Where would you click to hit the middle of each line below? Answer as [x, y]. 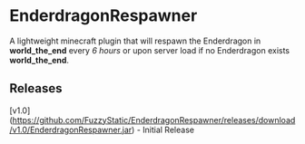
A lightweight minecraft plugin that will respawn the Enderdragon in [135, 41]
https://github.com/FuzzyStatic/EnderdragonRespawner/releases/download [154, 120]
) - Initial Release [163, 130]
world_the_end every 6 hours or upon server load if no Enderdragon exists [150, 50]
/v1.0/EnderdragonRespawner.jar [71, 130]
